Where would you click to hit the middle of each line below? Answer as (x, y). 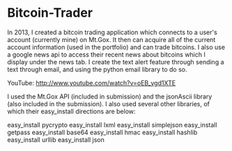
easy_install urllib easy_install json (56, 139)
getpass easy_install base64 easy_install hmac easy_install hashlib (102, 132)
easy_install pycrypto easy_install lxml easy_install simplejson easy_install (112, 124)
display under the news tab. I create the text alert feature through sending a (116, 62)
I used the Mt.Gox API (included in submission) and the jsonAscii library (110, 96)
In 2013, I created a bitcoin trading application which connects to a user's (112, 32)
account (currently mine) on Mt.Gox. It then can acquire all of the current (111, 39)
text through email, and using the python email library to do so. (97, 69)
